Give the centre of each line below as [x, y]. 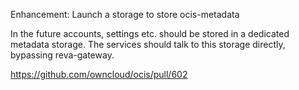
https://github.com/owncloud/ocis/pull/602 [99, 74]
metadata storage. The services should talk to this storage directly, [148, 44]
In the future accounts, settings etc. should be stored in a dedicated [150, 33]
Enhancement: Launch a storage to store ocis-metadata [125, 14]
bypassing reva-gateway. [62, 55]
